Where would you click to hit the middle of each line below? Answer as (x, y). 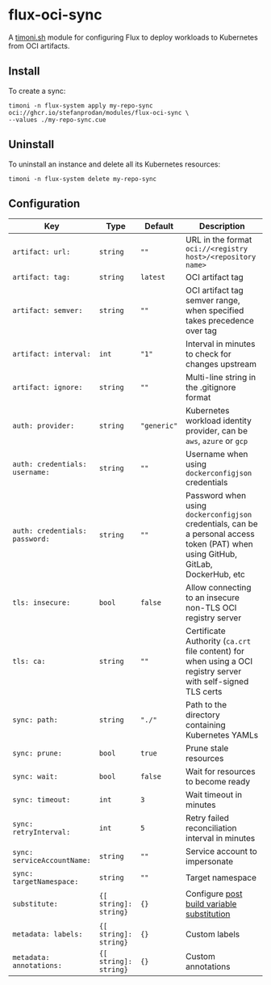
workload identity (218, 421)
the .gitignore (211, 387)
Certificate (205, 631)
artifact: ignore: (48, 387)
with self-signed (217, 682)
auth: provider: (44, 426)
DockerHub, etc (215, 574)
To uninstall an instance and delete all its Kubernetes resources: (115, 164)
